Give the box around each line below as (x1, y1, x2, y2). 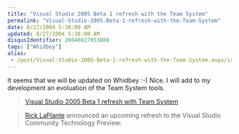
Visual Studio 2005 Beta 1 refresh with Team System (24, 97, 179, 106)
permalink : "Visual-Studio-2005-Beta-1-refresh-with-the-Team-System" (7, 17, 221, 24)
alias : (7, 50, 27, 57)
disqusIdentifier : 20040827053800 (7, 37, 110, 44)
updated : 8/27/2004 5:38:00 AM (7, 30, 100, 38)
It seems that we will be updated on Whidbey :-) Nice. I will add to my (7, 76, 211, 84)
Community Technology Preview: (24, 118, 122, 127)
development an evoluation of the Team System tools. (7, 83, 165, 92)
